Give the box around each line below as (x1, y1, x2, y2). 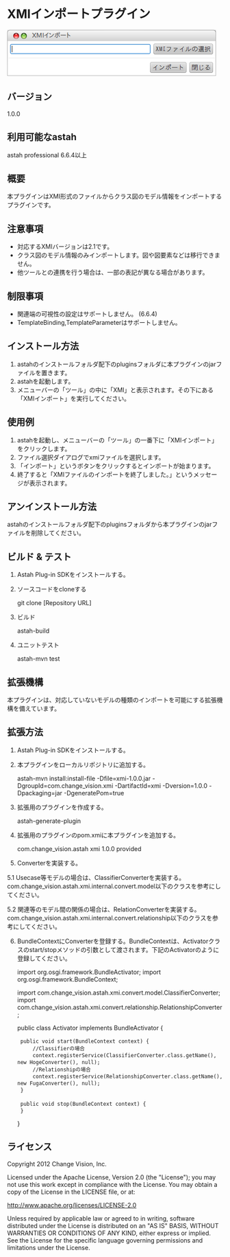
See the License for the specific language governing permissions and (7, 1236, 203, 1244)
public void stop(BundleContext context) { (20, 1100, 146, 1107)
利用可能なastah (7, 131, 77, 143)
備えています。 (18, 705, 60, 713)
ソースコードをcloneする (16, 585, 87, 593)
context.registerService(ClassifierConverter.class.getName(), (32, 1052, 217, 1058)
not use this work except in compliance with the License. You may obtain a (7, 1180, 218, 1188)
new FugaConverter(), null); (16, 1080, 101, 1087)
